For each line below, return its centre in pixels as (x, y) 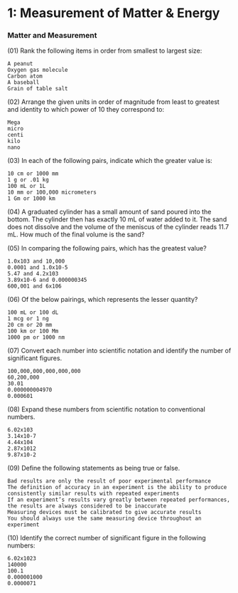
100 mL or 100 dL (33, 313)
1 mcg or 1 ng (28, 319)
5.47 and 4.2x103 (33, 274)
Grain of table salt (38, 89)
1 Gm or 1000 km (31, 199)
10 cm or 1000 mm (33, 174)
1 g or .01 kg (28, 180)
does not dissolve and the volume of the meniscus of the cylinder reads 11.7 (118, 227)
